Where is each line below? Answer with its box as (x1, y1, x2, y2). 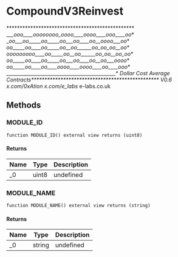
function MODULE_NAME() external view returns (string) (6, 202, 151, 209)
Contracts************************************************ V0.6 (6, 76, 172, 83)
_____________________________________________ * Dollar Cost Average (6, 69, 170, 77)
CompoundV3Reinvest (6, 4, 123, 18)
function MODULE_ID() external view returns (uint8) (6, 132, 143, 138)
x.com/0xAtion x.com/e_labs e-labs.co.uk (6, 82, 111, 89)
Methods (6, 100, 41, 111)
